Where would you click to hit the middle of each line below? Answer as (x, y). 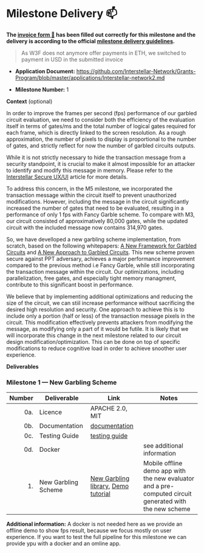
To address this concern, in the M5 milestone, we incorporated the (90, 188)
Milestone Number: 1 (42, 89)
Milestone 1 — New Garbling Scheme (62, 382)
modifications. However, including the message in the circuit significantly (98, 201)
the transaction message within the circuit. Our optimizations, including (95, 271)
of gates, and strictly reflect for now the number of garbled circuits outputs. (101, 145)
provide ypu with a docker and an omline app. (64, 544)
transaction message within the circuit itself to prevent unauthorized (92, 195)
